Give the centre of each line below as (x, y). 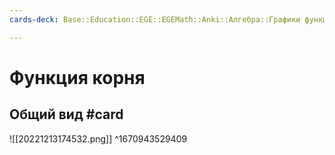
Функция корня (77, 77)
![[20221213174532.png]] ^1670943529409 (98, 138)
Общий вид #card (66, 114)
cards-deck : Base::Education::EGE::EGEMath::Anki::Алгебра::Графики (155, 19)
